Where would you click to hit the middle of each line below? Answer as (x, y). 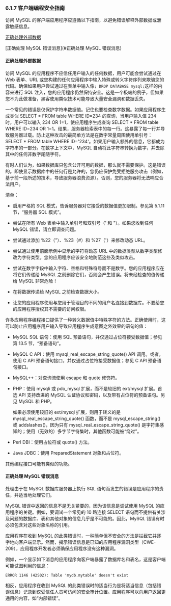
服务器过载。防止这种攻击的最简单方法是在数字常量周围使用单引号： (81, 135)
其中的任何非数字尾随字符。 (34, 154)
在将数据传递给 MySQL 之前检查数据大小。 (57, 292)
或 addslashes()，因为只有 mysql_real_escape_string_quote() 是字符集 (86, 425)
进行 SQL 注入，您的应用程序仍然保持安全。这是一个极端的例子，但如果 (89, 92)
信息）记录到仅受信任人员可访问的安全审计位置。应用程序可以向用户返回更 (88, 592)
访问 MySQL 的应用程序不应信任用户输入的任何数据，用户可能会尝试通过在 (83, 73)
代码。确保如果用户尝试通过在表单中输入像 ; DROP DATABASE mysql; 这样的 (82, 86)
